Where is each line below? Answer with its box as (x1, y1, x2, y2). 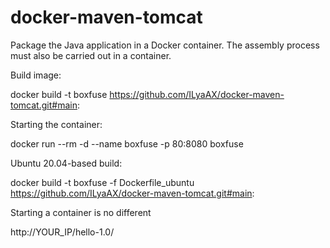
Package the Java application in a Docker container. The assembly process (10, 39, 320, 51)
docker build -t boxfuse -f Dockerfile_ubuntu (10, 176, 195, 188)
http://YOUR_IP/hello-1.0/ (10, 226, 115, 238)
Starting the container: (10, 118, 103, 130)
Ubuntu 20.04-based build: (10, 157, 123, 169)
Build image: (10, 69, 62, 81)
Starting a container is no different (10, 206, 152, 218)
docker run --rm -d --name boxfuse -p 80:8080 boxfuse (10, 137, 244, 150)
